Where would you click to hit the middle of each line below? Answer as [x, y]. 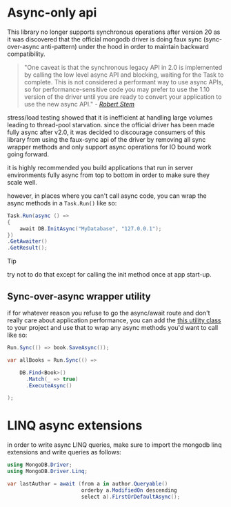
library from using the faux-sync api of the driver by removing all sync [107, 139]
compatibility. [27, 54]
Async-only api [52, 13]
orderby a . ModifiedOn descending [129, 490]
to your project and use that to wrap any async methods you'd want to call [113, 328]
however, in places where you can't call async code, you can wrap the [107, 196]
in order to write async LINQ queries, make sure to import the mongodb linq [114, 445]
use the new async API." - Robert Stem [79, 104]
